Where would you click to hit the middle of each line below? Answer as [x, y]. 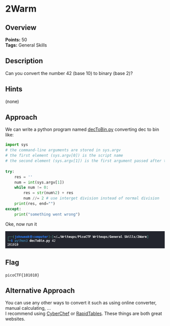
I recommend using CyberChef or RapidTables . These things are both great [84, 314]
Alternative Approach [40, 290]
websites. [15, 319]
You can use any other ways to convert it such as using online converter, [81, 303]
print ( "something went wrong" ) [47, 214]
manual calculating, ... [28, 308]
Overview [21, 28]
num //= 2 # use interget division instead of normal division [91, 198]
